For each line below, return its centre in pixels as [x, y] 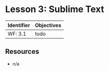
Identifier [19, 25]
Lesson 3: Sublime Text [55, 9]
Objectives [48, 25]
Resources [22, 52]
